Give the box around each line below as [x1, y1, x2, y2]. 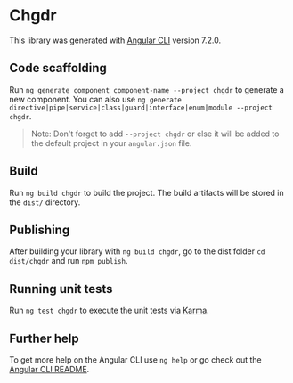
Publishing [9, 222, 70, 237]
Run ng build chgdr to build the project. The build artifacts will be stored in [9, 187, 284, 198]
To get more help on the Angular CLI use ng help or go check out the [9, 354, 262, 365]
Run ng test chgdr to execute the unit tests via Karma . [9, 305, 209, 316]
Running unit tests [9, 281, 113, 297]
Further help [9, 330, 80, 346]
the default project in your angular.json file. [30, 137, 192, 148]
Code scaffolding [9, 61, 107, 76]
